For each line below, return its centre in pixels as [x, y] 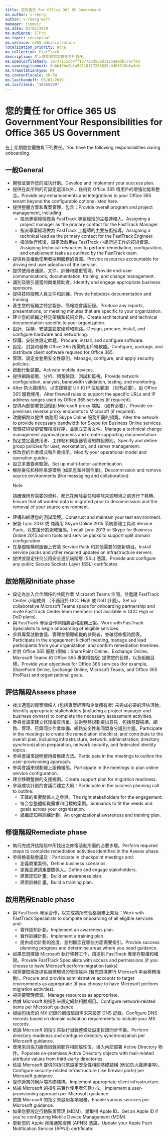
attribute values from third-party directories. [58, 1059]
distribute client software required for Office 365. [63, 352]
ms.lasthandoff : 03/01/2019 [35, 80]
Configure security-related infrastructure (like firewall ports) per [78, 1070]
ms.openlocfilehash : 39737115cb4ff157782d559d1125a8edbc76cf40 [73, 61]
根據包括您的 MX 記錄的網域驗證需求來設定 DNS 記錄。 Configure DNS [85, 1013]
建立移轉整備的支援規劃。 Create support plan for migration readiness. [85, 779]
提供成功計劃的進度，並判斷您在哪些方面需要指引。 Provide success [90, 942]
